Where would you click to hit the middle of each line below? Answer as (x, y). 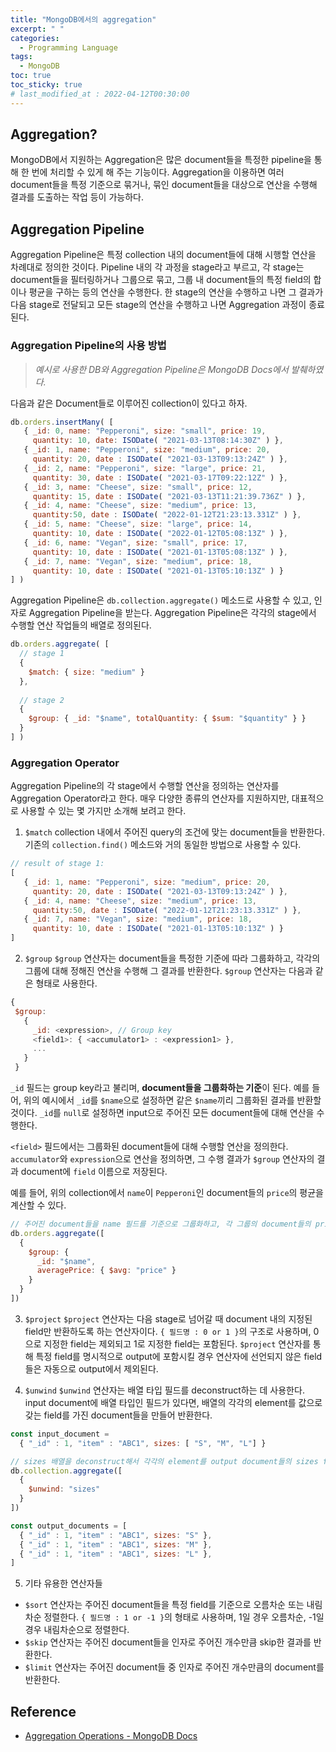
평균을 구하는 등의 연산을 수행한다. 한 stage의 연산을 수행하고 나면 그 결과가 (176, 292)
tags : (21, 57)
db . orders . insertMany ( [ (62, 422)
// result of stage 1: (57, 864)
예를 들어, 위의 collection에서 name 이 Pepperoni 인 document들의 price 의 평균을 (167, 1193)
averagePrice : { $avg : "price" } (106, 1271)
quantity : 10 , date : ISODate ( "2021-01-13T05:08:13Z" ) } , (160, 552)
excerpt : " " (37, 29)
